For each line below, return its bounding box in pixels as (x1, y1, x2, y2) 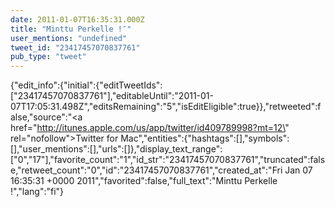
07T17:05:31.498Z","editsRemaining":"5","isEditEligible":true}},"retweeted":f (10, 101, 322, 113)
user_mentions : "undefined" (10, 33, 128, 43)
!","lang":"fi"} (10, 186, 65, 198)
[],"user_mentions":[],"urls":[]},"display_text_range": (10, 143, 223, 155)
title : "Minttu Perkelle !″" (10, 24, 132, 34)
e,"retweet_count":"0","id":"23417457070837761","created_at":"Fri (10, 164, 283, 176)
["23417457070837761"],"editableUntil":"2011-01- (10, 90, 215, 102)
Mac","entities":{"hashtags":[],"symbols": (120, 132, 290, 145)
